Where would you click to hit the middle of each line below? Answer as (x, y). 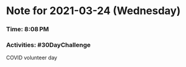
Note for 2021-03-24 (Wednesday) (94, 11)
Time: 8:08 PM (27, 29)
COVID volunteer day (32, 58)
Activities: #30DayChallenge (48, 45)
